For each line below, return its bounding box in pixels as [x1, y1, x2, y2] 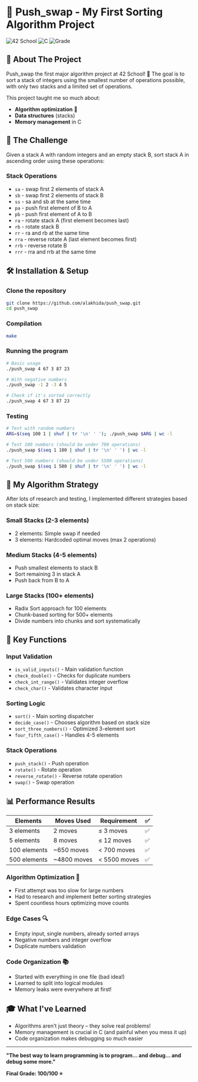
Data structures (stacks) [14, 112, 75, 119]
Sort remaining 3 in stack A [14, 570, 81, 578]
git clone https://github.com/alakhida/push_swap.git [6, 300, 141, 306]
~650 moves [53, 846, 89, 854]
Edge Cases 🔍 [6, 914, 48, 923]
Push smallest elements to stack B [14, 564, 98, 571]
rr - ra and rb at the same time [14, 229, 90, 236]
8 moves [53, 836, 78, 845]
